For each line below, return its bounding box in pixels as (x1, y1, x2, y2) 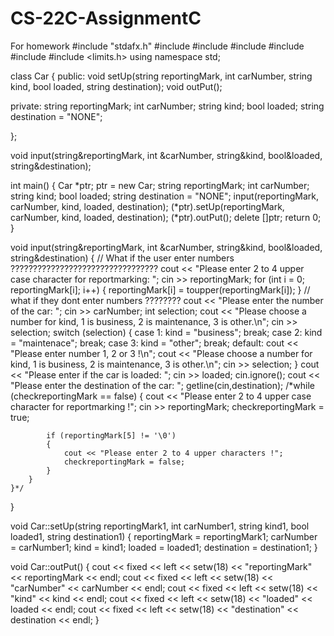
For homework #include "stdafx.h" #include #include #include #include (10, 40, 305, 52)
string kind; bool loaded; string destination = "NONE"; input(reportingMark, (10, 190, 319, 202)
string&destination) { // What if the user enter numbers (10, 252, 235, 264)
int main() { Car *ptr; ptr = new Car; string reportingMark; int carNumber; (10, 179, 310, 191)
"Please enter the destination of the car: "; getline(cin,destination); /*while (10, 379, 315, 391)
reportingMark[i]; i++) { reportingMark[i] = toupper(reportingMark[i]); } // (10, 283, 311, 296)
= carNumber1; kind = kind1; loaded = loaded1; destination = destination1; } (10, 541, 318, 553)
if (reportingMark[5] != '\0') (46, 430, 177, 441)
